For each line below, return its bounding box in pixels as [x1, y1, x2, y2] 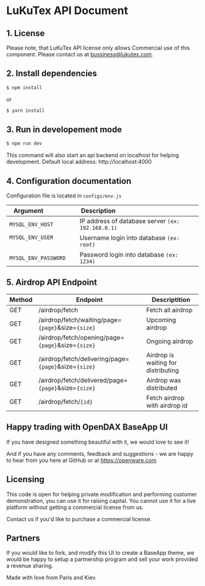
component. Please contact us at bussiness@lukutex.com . [6, 51, 154, 58]
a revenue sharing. [6, 562, 54, 570]
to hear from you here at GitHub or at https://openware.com [6, 456, 157, 464]
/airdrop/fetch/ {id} [38, 397, 93, 406]
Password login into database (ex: [79, 251, 179, 259]
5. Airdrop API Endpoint [6, 277, 98, 288]
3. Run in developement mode [6, 124, 122, 134]
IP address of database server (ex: [79, 217, 180, 225]
